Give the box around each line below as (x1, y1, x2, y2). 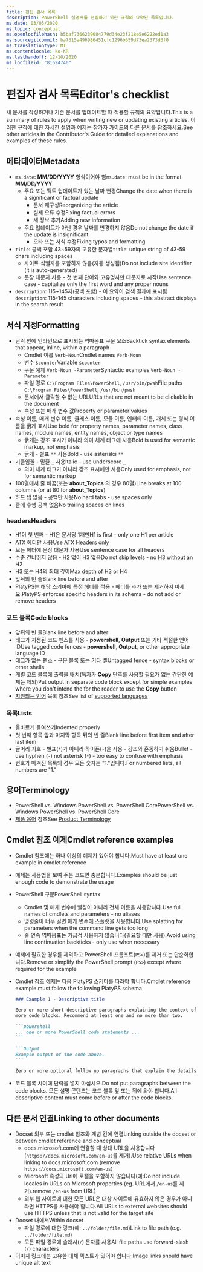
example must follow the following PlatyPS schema (14, 984, 142, 992)
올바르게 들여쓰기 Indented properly (14, 723, 101, 730)
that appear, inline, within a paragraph (14, 344, 110, 351)
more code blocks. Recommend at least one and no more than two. (14, 1013, 183, 1019)
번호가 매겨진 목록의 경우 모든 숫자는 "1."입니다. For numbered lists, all (14, 759, 181, 766)
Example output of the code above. (14, 1052, 105, 1058)
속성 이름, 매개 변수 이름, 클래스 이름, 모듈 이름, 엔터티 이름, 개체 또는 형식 (14, 415, 188, 422)
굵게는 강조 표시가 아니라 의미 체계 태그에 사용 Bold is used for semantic (24, 437, 195, 444)
